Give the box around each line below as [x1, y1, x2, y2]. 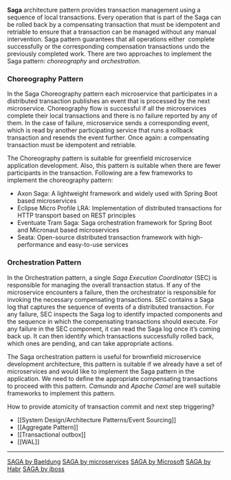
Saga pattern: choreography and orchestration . [7, 57, 141, 65]
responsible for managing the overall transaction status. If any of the [7, 281, 201, 289]
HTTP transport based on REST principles [16, 211, 136, 219]
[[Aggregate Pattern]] [16, 423, 78, 431]
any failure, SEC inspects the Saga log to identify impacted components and [7, 309, 223, 318]
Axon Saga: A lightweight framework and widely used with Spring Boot [16, 189, 218, 198]
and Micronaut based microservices [16, 226, 120, 234]
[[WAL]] [16, 437, 40, 446]
